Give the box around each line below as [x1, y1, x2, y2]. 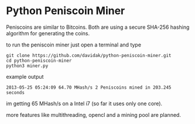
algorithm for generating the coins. [6, 29, 90, 36]
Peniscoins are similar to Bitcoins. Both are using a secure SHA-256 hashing [6, 24, 190, 31]
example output [6, 73, 44, 80]
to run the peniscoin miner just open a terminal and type [6, 41, 142, 48]
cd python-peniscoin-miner [6, 58, 72, 63]
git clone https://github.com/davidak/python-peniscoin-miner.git [6, 52, 172, 58]
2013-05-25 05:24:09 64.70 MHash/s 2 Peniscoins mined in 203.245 [6, 84, 172, 91]
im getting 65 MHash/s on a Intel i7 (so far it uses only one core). [6, 100, 163, 107]
